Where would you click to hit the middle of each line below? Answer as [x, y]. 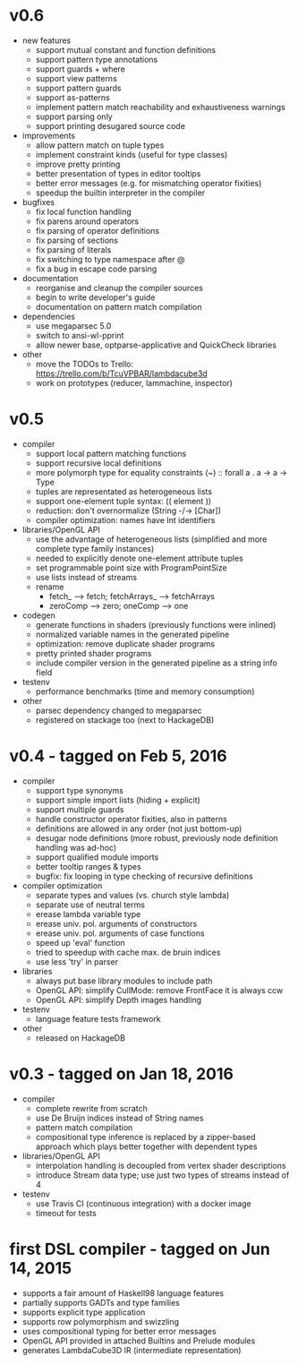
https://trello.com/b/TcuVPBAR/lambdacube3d [121, 373]
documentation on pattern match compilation [119, 306]
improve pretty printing [78, 164]
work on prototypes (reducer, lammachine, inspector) [134, 382]
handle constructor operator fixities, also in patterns [132, 819]
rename [50, 587]
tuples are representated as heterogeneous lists [124, 491]
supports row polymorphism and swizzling [101, 1321]
